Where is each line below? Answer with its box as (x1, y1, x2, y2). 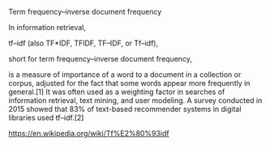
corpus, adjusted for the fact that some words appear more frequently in (8, 79, 251, 88)
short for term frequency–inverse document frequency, (8, 54, 193, 63)
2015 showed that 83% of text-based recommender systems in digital (8, 105, 242, 114)
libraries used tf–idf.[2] (8, 113, 84, 122)
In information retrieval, (8, 23, 87, 32)
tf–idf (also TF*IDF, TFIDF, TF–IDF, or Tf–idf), (8, 38, 159, 48)
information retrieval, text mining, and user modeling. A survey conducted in (8, 96, 263, 105)
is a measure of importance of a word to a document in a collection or (8, 70, 242, 79)
